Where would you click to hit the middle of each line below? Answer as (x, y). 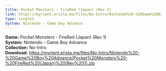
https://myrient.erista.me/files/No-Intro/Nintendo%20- (84, 53)
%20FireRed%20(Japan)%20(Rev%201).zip (50, 63)
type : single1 (20, 19)
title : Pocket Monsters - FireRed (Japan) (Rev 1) (58, 10)
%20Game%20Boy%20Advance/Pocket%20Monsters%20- (66, 58)
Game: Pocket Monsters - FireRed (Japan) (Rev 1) (56, 37)
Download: (17, 53)
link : (11, 14)
